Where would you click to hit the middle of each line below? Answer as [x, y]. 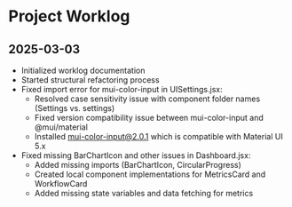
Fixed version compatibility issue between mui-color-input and [149, 118]
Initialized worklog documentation [83, 70]
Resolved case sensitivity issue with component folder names [147, 99]
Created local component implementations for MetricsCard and [150, 174]
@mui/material [61, 127]
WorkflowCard [61, 183]
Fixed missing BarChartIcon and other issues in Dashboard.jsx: [136, 155]
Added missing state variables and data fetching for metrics [144, 193]
